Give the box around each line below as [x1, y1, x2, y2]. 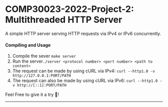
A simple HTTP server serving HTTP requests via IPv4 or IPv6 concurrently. [5, 30, 161, 36]
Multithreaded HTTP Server [5, 14, 122, 25]
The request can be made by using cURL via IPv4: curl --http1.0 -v [12, 68, 155, 74]
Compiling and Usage [5, 42, 51, 48]
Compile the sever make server [12, 53, 76, 59]
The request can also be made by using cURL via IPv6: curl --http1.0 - [12, 78, 162, 84]
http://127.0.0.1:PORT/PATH [12, 73, 71, 78]
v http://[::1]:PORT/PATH [12, 83, 66, 88]
